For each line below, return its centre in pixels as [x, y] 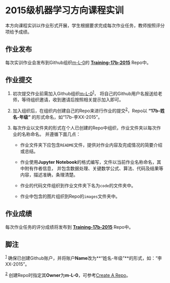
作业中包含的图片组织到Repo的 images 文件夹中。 [70, 196]
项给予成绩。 [18, 31]
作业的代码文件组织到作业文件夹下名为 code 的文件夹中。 [78, 185]
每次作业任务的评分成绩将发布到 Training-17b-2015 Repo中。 [69, 227]
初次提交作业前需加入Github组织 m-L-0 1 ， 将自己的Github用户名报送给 [85, 93]
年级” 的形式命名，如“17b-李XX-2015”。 [61, 117]
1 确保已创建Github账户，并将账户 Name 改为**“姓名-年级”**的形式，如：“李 [84, 258]
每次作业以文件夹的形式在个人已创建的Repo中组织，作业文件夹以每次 [84, 128]
